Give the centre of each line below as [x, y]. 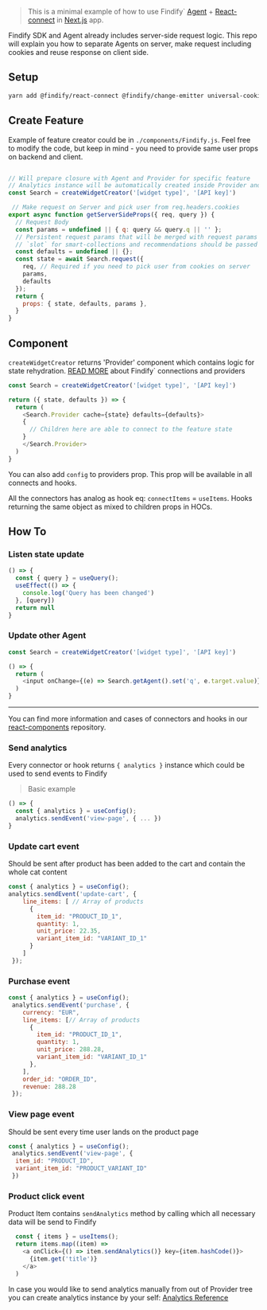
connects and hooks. [43, 483]
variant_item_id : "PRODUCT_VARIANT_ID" [81, 1169]
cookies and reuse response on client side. [79, 52]
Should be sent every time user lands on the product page [103, 1132]
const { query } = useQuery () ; [67, 578]
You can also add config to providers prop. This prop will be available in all [130, 474]
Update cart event [44, 846]
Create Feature [46, 121]
